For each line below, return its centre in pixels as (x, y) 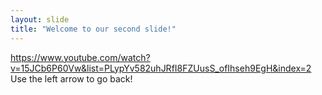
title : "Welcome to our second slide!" (93, 29)
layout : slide (40, 19)
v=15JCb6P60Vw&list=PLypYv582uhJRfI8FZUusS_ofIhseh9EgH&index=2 (161, 68)
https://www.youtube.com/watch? (80, 57)
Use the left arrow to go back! (71, 78)
